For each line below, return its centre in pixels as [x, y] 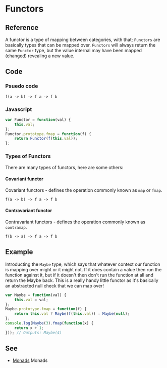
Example [19, 252]
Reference [22, 28]
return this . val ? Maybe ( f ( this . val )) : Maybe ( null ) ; [72, 314]
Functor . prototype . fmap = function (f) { [48, 134]
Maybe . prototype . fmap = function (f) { [46, 309]
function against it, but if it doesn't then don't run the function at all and [79, 275]
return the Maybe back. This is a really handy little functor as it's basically [82, 280]
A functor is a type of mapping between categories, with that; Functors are [83, 39]
